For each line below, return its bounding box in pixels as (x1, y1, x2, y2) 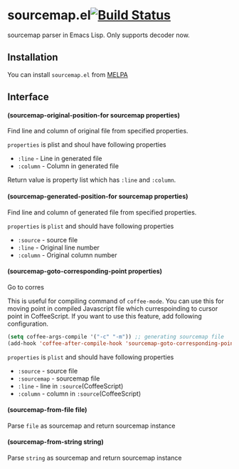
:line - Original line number (17, 243, 100, 252)
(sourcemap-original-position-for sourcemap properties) (7, 110, 180, 119)
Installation (7, 51, 58, 63)
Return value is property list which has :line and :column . (7, 175, 176, 185)
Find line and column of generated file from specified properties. (7, 207, 197, 217)
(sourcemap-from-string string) (7, 438, 105, 446)
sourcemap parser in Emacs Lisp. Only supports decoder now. (7, 31, 190, 39)
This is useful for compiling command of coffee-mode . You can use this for (7, 297, 224, 305)
